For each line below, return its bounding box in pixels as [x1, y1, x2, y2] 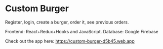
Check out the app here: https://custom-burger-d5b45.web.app [5, 38, 135, 44]
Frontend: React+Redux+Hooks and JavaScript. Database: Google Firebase [5, 28, 159, 34]
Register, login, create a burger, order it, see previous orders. [5, 19, 129, 25]
